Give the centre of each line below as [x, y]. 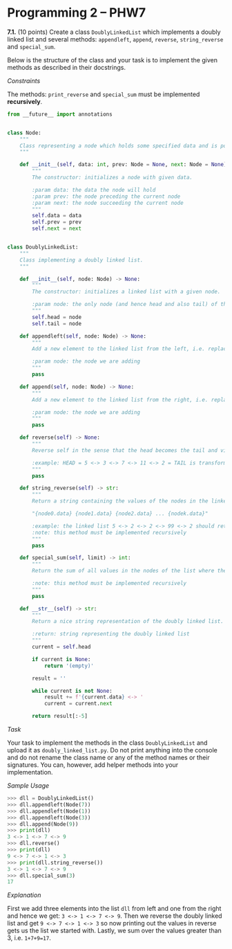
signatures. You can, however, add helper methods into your [93, 765]
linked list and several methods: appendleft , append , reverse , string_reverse [115, 39]
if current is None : [61, 659]
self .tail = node [57, 323]
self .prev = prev [57, 222]
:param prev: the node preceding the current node [106, 196]
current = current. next [78, 704]
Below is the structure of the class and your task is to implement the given [112, 60]
